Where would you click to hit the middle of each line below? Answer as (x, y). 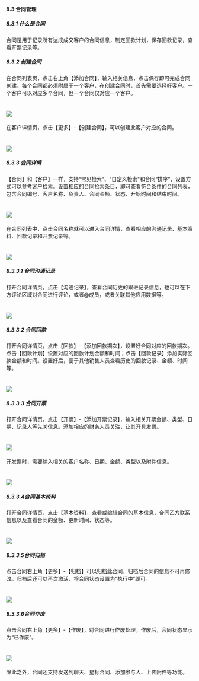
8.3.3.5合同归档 (26, 555)
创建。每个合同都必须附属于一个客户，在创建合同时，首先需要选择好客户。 (97, 85)
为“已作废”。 (22, 637)
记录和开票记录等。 (50, 236)
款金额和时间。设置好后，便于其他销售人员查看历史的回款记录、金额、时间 (97, 360)
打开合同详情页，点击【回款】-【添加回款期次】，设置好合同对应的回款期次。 (99, 346)
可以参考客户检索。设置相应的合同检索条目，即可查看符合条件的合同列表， (102, 186)
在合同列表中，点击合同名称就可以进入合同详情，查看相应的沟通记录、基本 (97, 228)
